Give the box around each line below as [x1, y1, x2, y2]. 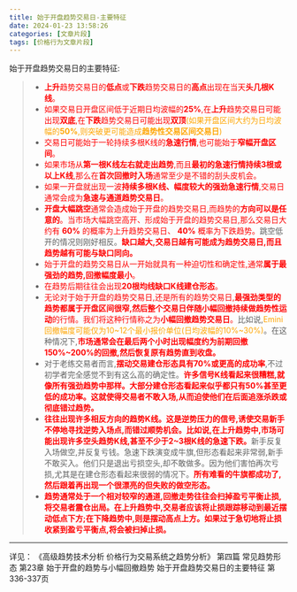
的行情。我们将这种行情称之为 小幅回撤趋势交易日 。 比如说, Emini [51, 314, 284, 325]
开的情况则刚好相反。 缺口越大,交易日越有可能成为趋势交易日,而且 [43, 236, 282, 248]
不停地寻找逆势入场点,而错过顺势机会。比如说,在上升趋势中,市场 [43, 425, 277, 435]
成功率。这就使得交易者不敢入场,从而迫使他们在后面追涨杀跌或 [59, 391, 287, 403]
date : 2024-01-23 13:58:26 [9, 21, 109, 30]
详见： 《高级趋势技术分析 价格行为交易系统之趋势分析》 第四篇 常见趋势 [9, 551, 274, 562]
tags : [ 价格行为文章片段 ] [9, 37, 95, 47]
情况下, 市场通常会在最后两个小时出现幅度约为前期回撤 [51, 336, 248, 347]
